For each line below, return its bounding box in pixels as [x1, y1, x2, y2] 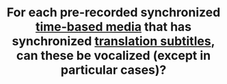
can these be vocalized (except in [16, 48, 211, 64]
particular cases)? [60, 62, 167, 78]
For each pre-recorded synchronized [6, 5, 221, 20]
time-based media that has [35, 19, 192, 35]
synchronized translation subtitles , [12, 34, 215, 49]
